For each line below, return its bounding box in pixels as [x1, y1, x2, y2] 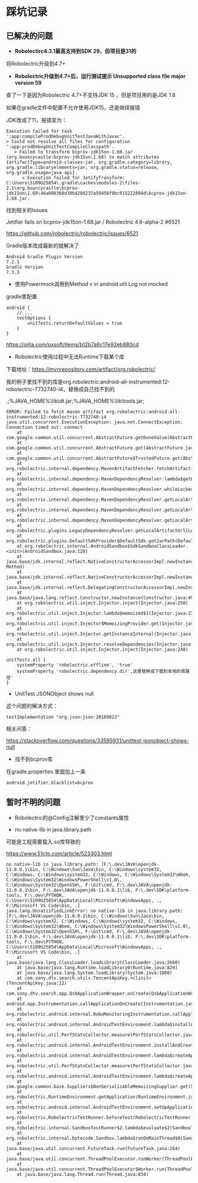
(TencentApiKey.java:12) [6, 980, 67, 986]
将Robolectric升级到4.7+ [6, 60, 66, 67]
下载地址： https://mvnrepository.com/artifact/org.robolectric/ [6, 366, 156, 373]
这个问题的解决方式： [6, 702, 58, 709]
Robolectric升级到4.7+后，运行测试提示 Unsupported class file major [14, 73, 186, 80]
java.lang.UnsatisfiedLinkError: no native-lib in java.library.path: [6, 908, 183, 914]
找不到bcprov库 [14, 755, 53, 762]
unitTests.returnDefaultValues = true [27, 320, 123, 326]
